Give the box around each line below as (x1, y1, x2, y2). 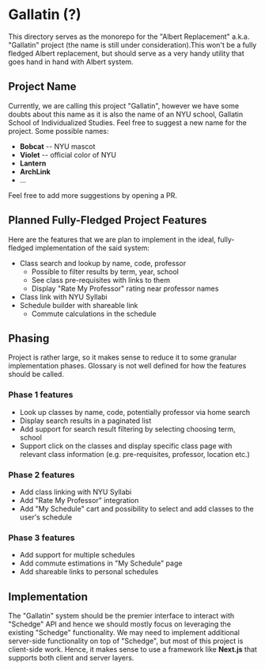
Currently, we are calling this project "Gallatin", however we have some (8, 101, 240, 110)
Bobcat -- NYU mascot (19, 141, 96, 151)
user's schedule (19, 512, 73, 522)
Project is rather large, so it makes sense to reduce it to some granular (8, 352, 237, 362)
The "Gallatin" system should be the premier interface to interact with (8, 611, 235, 621)
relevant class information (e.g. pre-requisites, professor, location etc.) (19, 449, 251, 459)
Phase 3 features (8, 532, 75, 543)
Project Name (8, 80, 77, 93)
